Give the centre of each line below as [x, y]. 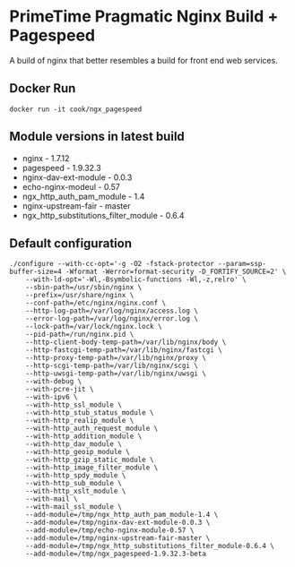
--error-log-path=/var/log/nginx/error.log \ [112, 319]
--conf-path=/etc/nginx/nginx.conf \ [96, 303]
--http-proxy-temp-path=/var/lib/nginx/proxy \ [116, 358]
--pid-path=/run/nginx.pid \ [80, 335]
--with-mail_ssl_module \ [74, 507]
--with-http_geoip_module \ [78, 452]
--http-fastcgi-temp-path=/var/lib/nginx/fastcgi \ [124, 350]
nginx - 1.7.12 [46, 158]
